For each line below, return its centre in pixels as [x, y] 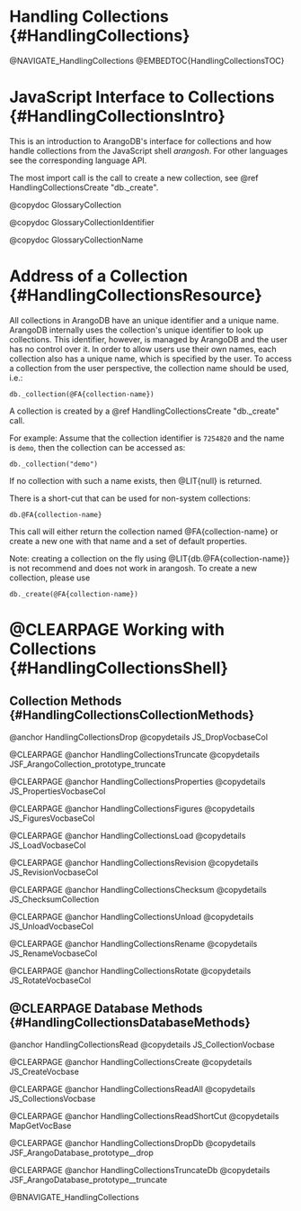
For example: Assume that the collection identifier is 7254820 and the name [147, 438]
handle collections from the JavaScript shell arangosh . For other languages [149, 150]
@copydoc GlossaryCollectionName [76, 240]
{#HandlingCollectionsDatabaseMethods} [130, 1023]
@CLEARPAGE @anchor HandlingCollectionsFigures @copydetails [132, 808]
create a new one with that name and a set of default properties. [128, 541]
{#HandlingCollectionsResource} [136, 296]
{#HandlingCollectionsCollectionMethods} [132, 715]
